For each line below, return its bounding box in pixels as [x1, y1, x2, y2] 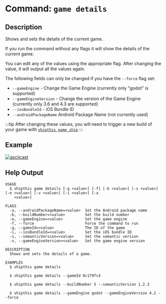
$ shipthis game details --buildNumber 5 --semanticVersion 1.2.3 [9, 282, 150, 287]
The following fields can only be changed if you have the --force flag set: [5, 76, 156, 81]
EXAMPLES [5, 260, 23, 265]
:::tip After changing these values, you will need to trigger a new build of [5, 121, 152, 127]
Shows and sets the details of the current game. [5, 36, 103, 42]
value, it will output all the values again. [5, 66, 85, 72]
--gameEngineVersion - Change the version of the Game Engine [12, 96, 141, 101]
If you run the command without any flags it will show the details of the [5, 46, 150, 51]
